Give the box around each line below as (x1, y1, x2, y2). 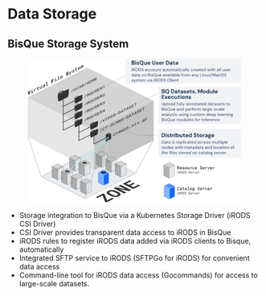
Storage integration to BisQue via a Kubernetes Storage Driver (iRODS (18, 211, 251, 220)
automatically (18, 245, 64, 254)
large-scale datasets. (18, 279, 90, 289)
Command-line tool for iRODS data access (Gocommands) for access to (18, 270, 258, 280)
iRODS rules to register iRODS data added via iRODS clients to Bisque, (18, 236, 252, 246)
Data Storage (7, 5, 97, 23)
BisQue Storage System (7, 37, 129, 51)
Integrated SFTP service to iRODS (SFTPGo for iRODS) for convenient (18, 253, 250, 263)
